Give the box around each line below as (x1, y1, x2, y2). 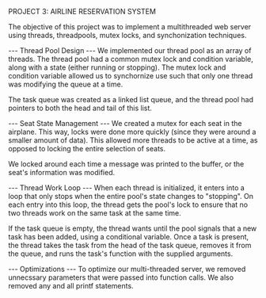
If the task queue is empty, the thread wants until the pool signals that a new (8, 223, 257, 233)
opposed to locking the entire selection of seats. (8, 144, 166, 153)
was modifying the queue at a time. (8, 79, 123, 89)
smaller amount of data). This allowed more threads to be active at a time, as (8, 136, 258, 145)
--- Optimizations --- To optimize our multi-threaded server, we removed (8, 265, 246, 273)
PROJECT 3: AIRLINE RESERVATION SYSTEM (8, 7, 157, 16)
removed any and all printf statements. (8, 281, 134, 290)
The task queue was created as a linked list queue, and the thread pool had (8, 95, 254, 104)
